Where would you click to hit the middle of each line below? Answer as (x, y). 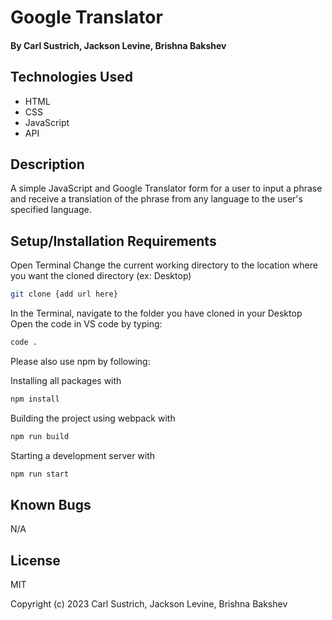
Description (47, 164)
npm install (35, 399)
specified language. (51, 210)
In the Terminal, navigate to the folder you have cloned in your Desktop (156, 313)
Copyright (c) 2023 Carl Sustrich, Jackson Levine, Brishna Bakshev (149, 604)
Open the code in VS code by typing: (86, 324)
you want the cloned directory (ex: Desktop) (101, 276)
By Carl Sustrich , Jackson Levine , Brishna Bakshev (118, 45)
